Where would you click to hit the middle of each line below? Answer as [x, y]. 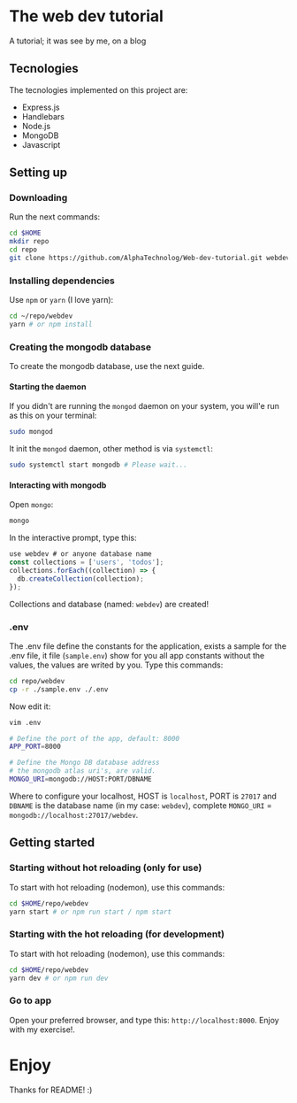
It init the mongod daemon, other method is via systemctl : [111, 449]
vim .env [25, 722]
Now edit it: [30, 706]
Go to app [30, 1000]
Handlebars [43, 116]
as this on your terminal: [53, 416]
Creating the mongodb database [80, 347]
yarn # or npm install [51, 325]
